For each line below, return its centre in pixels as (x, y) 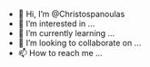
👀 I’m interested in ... (56, 24)
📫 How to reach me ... (60, 53)
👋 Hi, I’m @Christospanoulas (71, 14)
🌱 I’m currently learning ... (66, 33)
